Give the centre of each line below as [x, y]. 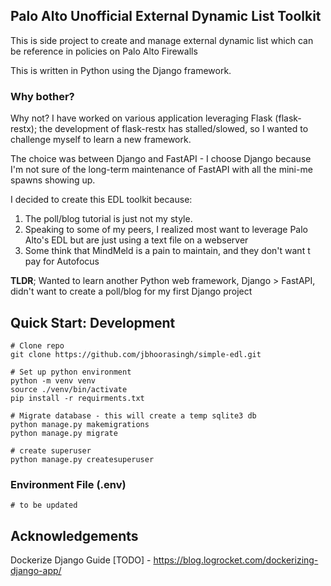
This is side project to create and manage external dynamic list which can [162, 40]
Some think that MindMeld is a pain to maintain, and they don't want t [167, 251]
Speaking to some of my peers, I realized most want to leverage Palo [166, 230]
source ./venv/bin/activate [69, 389]
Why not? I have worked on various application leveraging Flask [141, 118]
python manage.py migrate [64, 433]
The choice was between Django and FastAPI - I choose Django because [161, 159]
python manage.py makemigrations [80, 424]
